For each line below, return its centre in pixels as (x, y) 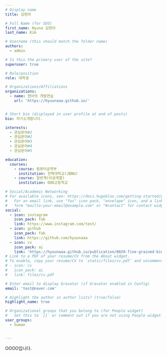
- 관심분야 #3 (21, 142)
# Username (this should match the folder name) (56, 42)
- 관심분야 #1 (21, 132)
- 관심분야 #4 (21, 146)
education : (16, 159)
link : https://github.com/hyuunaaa (51, 238)
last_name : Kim (21, 33)
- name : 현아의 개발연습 (32, 96)
